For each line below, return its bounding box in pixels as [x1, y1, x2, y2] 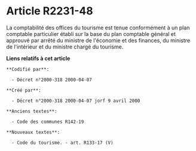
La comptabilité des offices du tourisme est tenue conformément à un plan [6, 24, 190, 31]
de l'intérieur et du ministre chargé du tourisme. [6, 43, 124, 50]
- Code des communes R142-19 [11, 119, 84, 125]
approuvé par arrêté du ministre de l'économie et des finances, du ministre [6, 37, 191, 44]
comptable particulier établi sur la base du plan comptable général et [6, 30, 176, 37]
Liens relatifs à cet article [6, 55, 71, 62]
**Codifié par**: [6, 66, 50, 73]
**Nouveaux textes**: [6, 129, 60, 135]
